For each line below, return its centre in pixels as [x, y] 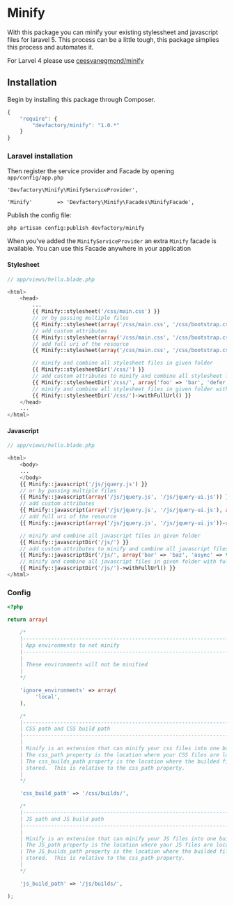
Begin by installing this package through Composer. [81, 99]
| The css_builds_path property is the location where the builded [119, 761]
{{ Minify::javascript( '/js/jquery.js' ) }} [84, 484]
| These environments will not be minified [84, 665]
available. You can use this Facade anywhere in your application [99, 249]
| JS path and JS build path [62, 819]
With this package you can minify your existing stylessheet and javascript [112, 32]
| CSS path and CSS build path [65, 729]
